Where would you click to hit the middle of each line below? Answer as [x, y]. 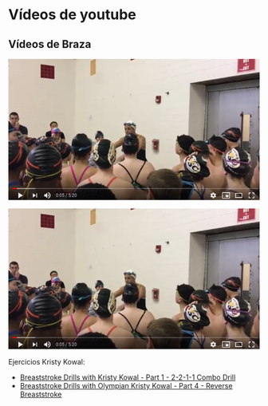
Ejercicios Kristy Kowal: [47, 362]
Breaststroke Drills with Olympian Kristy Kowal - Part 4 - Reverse [126, 386]
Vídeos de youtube [73, 15]
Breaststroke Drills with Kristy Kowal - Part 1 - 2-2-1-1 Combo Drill [128, 377]
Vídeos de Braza [50, 44]
